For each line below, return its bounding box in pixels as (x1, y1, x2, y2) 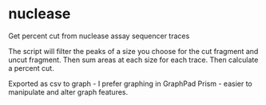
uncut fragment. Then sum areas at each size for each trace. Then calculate (8, 55, 259, 64)
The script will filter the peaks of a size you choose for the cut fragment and (8, 46, 259, 56)
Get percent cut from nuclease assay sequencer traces (8, 31, 190, 41)
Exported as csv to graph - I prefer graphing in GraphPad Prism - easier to (8, 79, 253, 88)
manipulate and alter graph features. (8, 87, 129, 96)
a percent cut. (8, 63, 54, 72)
